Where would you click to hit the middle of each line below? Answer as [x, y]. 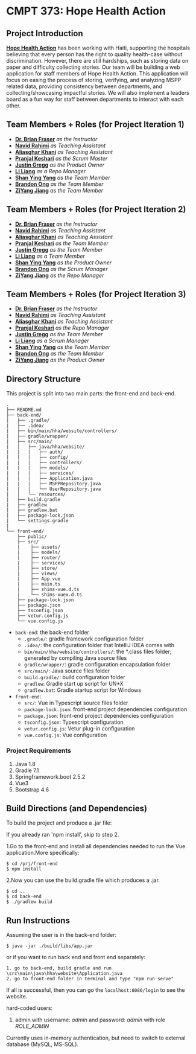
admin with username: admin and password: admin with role [90, 1020]
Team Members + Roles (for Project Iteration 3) [96, 294]
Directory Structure [44, 379]
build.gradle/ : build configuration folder [74, 677]
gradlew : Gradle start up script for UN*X [74, 684]
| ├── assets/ [39, 548]
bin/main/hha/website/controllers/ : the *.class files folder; [98, 652]
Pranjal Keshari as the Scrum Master [61, 158]
